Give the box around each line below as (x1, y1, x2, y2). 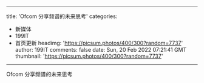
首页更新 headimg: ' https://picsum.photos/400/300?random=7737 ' (15, 40, 183, 46)
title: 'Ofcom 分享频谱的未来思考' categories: (6, 13, 118, 20)
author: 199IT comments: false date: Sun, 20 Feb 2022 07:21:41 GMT (15, 46, 187, 53)
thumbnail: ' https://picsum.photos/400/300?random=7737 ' (15, 52, 163, 60)
